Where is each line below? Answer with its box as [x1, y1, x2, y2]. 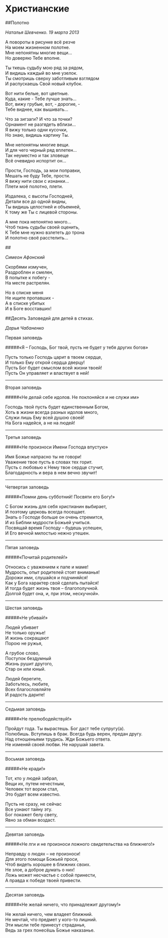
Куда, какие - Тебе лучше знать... [5, 96, 76, 102]
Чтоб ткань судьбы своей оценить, [5, 224, 80, 230]
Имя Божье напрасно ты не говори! [5, 453, 81, 459]
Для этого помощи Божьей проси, [5, 856, 79, 862]
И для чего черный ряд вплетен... [5, 147, 77, 153]
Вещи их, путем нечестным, [5, 780, 65, 787]
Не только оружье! [5, 629, 46, 635]
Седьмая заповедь [5, 706, 46, 712]
